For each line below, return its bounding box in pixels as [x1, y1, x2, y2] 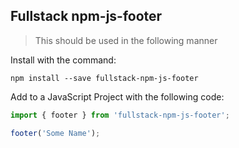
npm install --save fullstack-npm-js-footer [10, 73, 199, 83]
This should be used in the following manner [34, 34, 218, 46]
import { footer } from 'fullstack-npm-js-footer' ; [10, 110, 230, 120]
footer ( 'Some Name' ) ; [10, 128, 101, 138]
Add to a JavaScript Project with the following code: [10, 90, 225, 103]
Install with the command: [10, 54, 117, 66]
